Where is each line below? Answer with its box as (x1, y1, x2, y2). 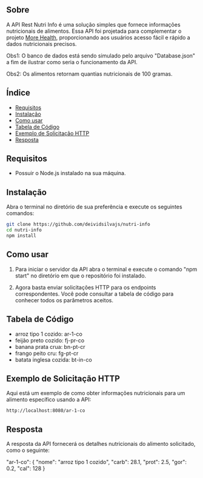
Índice (6, 88, 30, 98)
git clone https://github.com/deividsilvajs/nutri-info (6, 221, 150, 228)
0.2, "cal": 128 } (6, 465, 45, 472)
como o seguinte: (6, 446, 50, 454)
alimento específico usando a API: (6, 396, 92, 403)
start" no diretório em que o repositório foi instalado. (15, 272, 147, 279)
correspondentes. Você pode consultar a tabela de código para (15, 290, 174, 297)
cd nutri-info (6, 227, 42, 233)
